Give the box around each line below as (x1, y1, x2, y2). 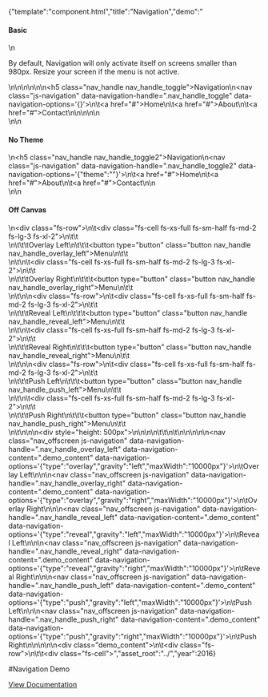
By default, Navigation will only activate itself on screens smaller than (8, 58, 238, 68)
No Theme (8, 135, 44, 144)
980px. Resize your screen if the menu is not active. (8, 67, 180, 77)
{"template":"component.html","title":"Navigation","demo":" (8, 7, 204, 16)
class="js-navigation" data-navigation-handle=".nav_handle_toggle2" (8, 161, 238, 171)
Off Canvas (8, 205, 46, 215)
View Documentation (8, 679, 78, 689)
